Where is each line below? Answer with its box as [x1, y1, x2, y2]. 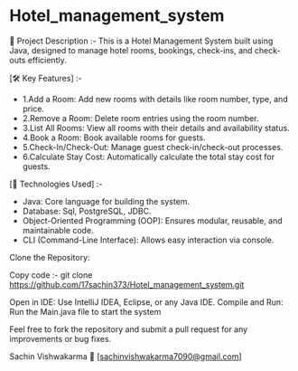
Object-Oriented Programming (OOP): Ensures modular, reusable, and [22, 214, 283, 226]
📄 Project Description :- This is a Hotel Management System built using [9, 35, 274, 46]
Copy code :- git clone [9, 269, 93, 281]
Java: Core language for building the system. [22, 195, 191, 206]
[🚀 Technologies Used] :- [9, 178, 103, 189]
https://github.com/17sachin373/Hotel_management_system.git [9, 279, 245, 290]
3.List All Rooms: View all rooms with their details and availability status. [22, 122, 291, 133]
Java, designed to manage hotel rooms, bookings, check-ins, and [9, 44, 253, 55]
